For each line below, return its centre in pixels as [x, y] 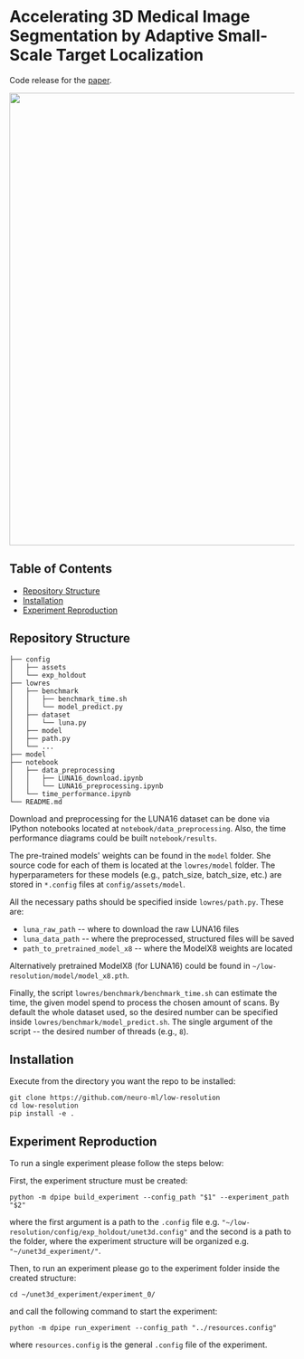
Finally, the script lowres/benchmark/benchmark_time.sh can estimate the [143, 993]
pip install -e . [42, 1114]
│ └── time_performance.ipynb [70, 794]
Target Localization [130, 55]
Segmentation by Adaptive [112, 36]
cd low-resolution [44, 1106]
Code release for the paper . [61, 80]
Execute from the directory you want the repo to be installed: [123, 1081]
